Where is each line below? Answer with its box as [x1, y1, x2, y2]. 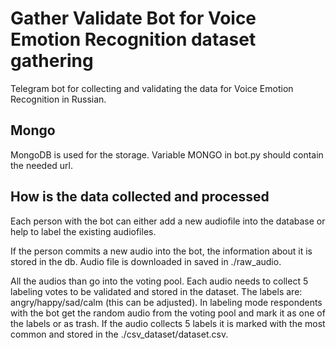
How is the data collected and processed [10, 188, 270, 206]
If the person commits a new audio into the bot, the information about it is [10, 245, 313, 257]
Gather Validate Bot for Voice [10, 7, 257, 30]
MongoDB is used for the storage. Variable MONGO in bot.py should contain [10, 148, 324, 161]
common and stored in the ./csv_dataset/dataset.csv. [10, 328, 229, 340]
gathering [10, 50, 94, 72]
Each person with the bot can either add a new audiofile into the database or [10, 215, 326, 227]
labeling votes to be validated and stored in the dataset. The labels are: [10, 285, 303, 297]
